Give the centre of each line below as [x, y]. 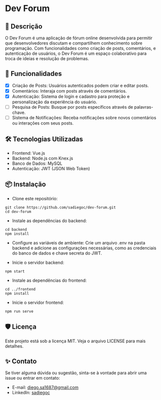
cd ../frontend [20, 289]
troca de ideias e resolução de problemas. [47, 58]
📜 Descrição [24, 26]
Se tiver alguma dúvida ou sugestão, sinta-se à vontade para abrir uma [76, 373]
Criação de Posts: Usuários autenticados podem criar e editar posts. [80, 85]
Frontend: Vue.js [28, 153]
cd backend [16, 229]
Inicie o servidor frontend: [38, 302]
